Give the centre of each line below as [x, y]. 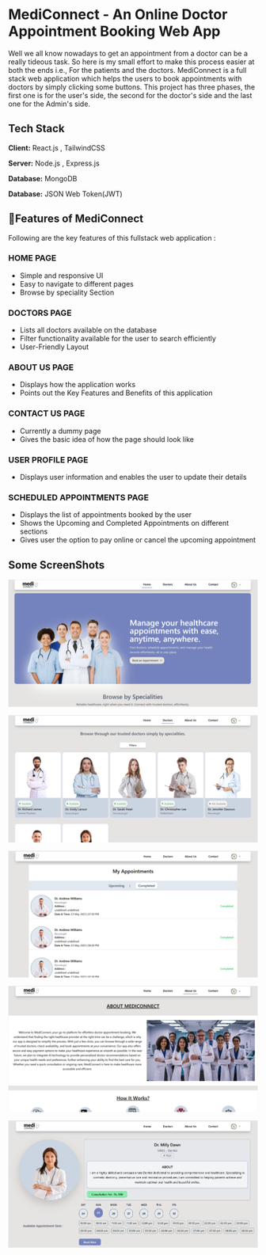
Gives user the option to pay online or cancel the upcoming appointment [137, 540]
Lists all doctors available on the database [88, 330]
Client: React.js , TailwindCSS [57, 147]
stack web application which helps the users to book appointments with [125, 78]
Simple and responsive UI [61, 276]
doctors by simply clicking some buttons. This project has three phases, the [132, 87]
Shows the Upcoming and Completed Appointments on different [124, 523]
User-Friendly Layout [54, 347]
